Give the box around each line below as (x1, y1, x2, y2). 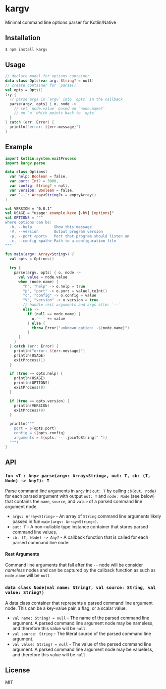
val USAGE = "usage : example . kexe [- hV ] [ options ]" (5, 211, 114, 216)
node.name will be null (5, 573, 50, 578)
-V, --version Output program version (9, 229, 103, 234)
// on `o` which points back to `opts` (14, 111, 97, 115)
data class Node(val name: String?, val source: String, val (5, 585, 156, 590)
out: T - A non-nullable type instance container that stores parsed (12, 524, 148, 530)
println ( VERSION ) (14, 403, 50, 408)
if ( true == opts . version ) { (9, 399, 70, 403)
